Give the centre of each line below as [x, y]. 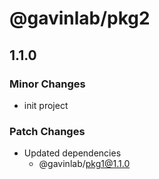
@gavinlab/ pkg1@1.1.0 [84, 164]
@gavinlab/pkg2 [80, 18]
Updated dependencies [72, 153]
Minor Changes [47, 84]
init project [46, 105]
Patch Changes [47, 131]
